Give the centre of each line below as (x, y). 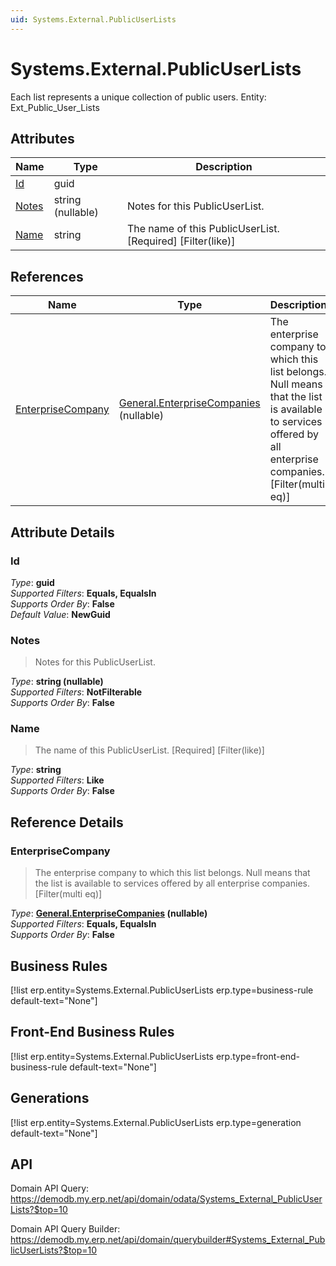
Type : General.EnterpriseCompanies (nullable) (109, 913)
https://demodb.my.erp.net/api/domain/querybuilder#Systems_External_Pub (168, 1240)
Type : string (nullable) (57, 682)
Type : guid (32, 582)
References (47, 276)
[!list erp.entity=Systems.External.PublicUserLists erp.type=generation (156, 1122)
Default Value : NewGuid (60, 614)
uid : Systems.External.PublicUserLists (93, 19)
